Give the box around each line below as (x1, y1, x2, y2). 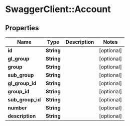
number (8, 104, 27, 111)
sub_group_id (8, 96, 41, 103)
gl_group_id (8, 80, 37, 87)
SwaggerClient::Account (5, 4, 111, 15)
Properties (5, 24, 39, 32)
